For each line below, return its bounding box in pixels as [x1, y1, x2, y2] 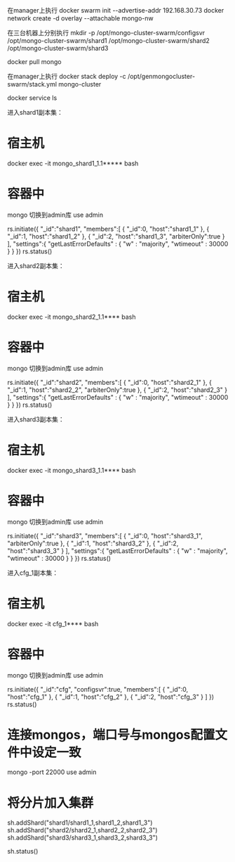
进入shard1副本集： [7, 108, 63, 116]
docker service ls [7, 94, 58, 102]
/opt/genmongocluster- [127, 72, 195, 80]
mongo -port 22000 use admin [7, 768, 97, 776]
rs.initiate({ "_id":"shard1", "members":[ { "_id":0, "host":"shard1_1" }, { [7, 224, 210, 233]
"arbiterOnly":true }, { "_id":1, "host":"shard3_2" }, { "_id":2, [7, 539, 179, 547]
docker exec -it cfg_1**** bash [7, 619, 99, 628]
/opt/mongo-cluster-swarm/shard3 [7, 44, 109, 52]
